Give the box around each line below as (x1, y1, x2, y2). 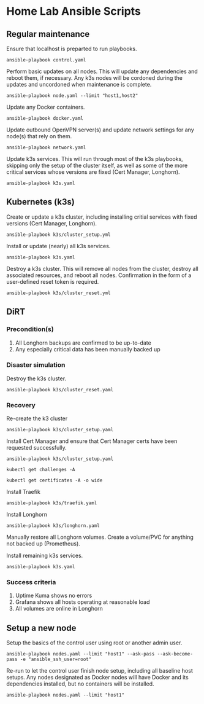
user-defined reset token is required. (6, 278, 99, 285)
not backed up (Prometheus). (6, 540, 81, 547)
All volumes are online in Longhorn (15, 605, 103, 612)
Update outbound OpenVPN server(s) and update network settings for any (6, 126, 194, 133)
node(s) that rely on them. (6, 133, 72, 139)
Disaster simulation (6, 361, 66, 369)
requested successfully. (6, 444, 67, 452)
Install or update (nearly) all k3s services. (6, 242, 111, 249)
